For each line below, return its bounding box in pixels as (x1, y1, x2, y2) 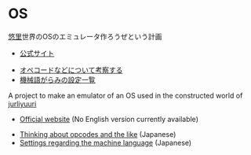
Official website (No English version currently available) (19, 114, 198, 124)
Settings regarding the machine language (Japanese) (19, 138, 192, 147)
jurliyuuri (8, 99, 37, 109)
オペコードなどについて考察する (19, 65, 123, 75)
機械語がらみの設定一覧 (19, 75, 96, 84)
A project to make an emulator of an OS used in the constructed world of (8, 90, 243, 100)
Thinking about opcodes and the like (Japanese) (19, 129, 176, 138)
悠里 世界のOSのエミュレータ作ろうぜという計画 (8, 31, 162, 41)
